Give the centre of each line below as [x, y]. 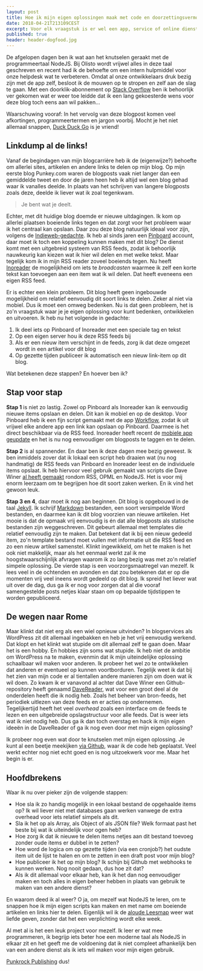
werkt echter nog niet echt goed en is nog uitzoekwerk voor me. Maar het [98, 752]
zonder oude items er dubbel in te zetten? [67, 843]
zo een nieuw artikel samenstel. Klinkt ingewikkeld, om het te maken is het [98, 546]
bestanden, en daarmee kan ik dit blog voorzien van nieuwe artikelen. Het [98, 514]
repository [19, 689]
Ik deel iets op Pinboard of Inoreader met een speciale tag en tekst [98, 329]
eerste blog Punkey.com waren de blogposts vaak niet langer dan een [93, 173]
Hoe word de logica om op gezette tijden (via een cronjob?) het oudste [103, 849]
